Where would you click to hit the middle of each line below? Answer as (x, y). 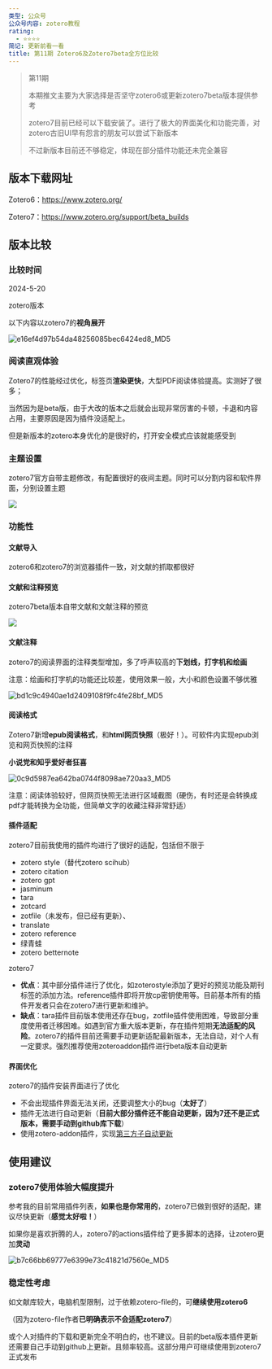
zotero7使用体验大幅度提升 (61, 1187)
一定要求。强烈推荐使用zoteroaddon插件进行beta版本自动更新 (123, 1046)
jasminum (36, 889)
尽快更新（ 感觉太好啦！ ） (58, 1216)
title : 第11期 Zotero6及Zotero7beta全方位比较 (84, 54)
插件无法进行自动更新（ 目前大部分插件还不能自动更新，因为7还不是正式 (140, 1113)
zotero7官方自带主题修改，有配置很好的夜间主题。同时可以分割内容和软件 (131, 478)
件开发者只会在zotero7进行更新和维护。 (86, 1005)
